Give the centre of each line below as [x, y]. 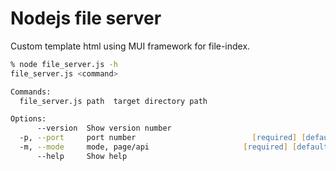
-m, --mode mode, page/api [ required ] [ [158, 147]
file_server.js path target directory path [113, 101]
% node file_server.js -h [64, 64]
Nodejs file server [86, 18]
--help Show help [82, 156]
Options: [28, 119]
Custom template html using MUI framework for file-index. [130, 46]
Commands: [31, 92]
